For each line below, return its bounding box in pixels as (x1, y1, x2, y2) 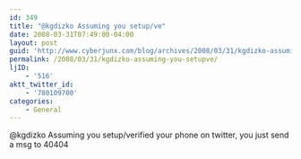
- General (25, 105, 63, 114)
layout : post (9, 38, 58, 48)
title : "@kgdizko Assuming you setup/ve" (9, 22, 167, 31)
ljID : (9, 64, 30, 73)
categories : (9, 96, 54, 106)
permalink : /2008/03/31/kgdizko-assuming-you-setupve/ (9, 55, 219, 64)
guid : (9, 47, 30, 56)
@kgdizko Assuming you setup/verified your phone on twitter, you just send (9, 129, 289, 140)
